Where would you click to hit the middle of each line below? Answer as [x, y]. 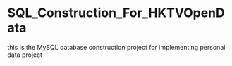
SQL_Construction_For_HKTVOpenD [116, 13]
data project [25, 55]
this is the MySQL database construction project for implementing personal [116, 47]
